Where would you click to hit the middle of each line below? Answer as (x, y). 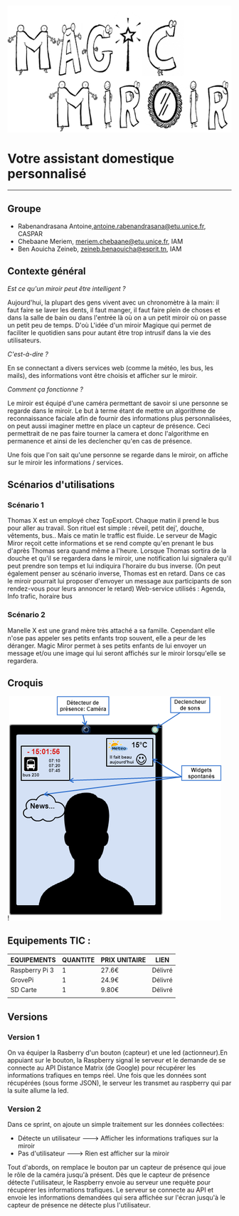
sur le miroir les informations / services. (65, 462)
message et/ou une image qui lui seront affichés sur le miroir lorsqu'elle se (117, 653)
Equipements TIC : (49, 940)
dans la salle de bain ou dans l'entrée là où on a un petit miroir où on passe (117, 317)
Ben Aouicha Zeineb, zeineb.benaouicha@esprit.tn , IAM (100, 249)
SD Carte (24, 990)
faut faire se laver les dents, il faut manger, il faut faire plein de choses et (114, 310)
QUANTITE (78, 960)
